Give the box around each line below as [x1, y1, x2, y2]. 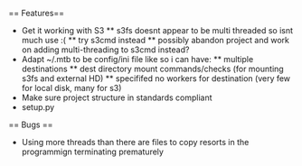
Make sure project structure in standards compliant [21, 92, 213, 103]
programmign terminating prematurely [21, 146, 165, 157]
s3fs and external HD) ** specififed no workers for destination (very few [21, 73, 291, 84]
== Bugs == [8, 119, 53, 130]
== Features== [8, 8, 65, 18]
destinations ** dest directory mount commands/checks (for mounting [21, 63, 284, 74]
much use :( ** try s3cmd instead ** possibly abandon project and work [21, 35, 290, 45]
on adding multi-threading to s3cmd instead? [21, 44, 190, 55]
